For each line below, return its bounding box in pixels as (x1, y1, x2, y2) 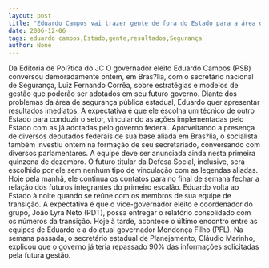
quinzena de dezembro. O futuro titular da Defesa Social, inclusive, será (8, 157, 246, 166)
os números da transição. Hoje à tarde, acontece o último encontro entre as (8, 217, 258, 226)
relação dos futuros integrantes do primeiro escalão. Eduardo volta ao (8, 182, 239, 192)
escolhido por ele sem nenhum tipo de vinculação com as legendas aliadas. (8, 166, 259, 175)
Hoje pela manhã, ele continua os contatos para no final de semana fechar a (8, 174, 260, 184)
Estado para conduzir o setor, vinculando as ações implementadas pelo (8, 114, 244, 124)
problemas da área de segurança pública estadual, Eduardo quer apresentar (8, 98, 260, 107)
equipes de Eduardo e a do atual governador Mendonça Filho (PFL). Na (8, 225, 243, 234)
